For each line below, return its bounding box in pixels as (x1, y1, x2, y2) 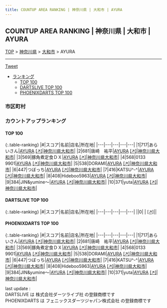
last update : (5, 285, 31, 291)
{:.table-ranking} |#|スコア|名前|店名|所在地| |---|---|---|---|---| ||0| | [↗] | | (5, 209, 157, 215)
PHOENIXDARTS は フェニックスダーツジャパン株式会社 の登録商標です (5, 298, 152, 304)
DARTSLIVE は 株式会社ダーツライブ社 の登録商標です (5, 291, 115, 297)
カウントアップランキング (5, 118, 66, 125)
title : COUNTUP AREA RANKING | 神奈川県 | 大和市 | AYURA (5, 7, 123, 12)
